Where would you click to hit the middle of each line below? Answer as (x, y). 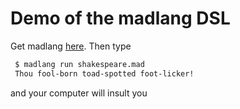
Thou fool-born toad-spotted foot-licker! (104, 73)
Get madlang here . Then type (71, 46)
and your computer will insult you (79, 93)
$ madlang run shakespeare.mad (79, 64)
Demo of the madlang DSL (120, 18)
